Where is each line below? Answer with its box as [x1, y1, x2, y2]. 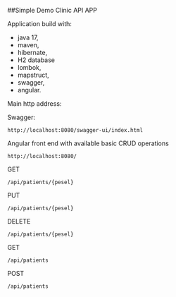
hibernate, [17, 49, 48, 56]
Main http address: [7, 99, 62, 108]
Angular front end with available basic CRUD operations [7, 139, 169, 147]
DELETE [7, 217, 31, 225]
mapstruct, [17, 71, 49, 79]
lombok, [17, 63, 42, 71]
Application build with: [7, 20, 73, 28]
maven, [17, 41, 39, 49]
